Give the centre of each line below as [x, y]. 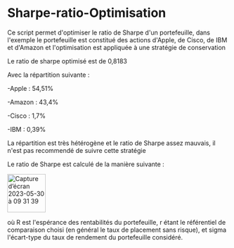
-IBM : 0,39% [27, 129]
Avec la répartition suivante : [48, 75]
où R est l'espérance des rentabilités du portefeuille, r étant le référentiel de [117, 222]
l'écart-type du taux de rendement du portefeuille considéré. [95, 237]
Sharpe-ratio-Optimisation [87, 13]
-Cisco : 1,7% [26, 116]
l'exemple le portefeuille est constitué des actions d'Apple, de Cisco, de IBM [117, 39]
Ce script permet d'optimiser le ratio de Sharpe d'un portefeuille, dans [109, 32]
